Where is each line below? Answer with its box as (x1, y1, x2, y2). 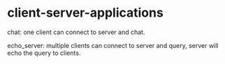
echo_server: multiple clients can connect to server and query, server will (7, 41, 219, 49)
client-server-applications (7, 5, 164, 21)
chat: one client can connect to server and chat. (7, 28, 145, 36)
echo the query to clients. (7, 49, 81, 57)
